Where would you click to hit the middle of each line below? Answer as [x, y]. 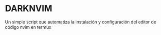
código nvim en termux [28, 27]
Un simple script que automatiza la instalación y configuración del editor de [81, 22]
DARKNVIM [29, 9]
